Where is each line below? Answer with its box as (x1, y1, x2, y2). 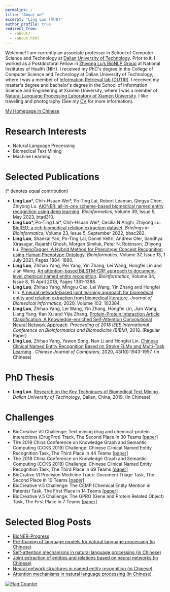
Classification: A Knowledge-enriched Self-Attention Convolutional (12, 316, 152, 322)
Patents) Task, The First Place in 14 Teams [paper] (12, 487, 118, 494)
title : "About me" (5, 12, 44, 17)
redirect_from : (5, 26, 38, 31)
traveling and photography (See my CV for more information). (5, 98, 134, 104)
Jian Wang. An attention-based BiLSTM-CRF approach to (12, 267, 133, 274)
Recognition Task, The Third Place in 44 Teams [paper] (12, 450, 128, 456)
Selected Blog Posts (5, 516, 91, 528)
